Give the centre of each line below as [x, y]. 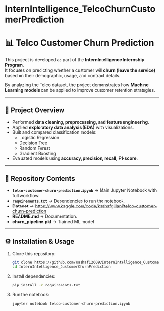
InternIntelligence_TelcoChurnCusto [80, 9]
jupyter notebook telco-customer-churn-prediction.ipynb [71, 304]
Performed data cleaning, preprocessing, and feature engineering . [81, 122]
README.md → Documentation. [44, 216]
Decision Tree [33, 143]
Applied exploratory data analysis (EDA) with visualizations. [73, 127]
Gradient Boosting [38, 153]
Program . [15, 65]
